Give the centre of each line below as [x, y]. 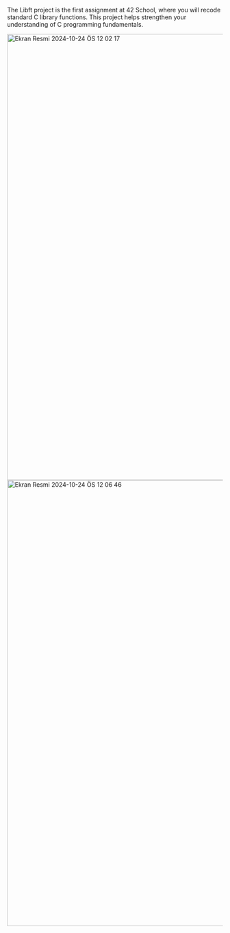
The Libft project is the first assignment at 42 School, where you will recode [114, 10]
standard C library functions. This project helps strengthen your [97, 17]
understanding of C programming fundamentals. [75, 24]
